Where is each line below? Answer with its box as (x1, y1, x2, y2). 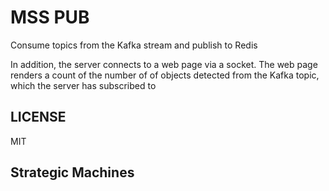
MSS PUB (10, 6, 90, 29)
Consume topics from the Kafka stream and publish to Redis (10, 39, 258, 51)
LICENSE (10, 109, 67, 126)
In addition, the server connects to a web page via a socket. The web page (10, 58, 318, 70)
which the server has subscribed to (10, 79, 157, 91)
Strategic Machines (10, 164, 135, 181)
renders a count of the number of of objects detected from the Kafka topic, (10, 69, 320, 81)
